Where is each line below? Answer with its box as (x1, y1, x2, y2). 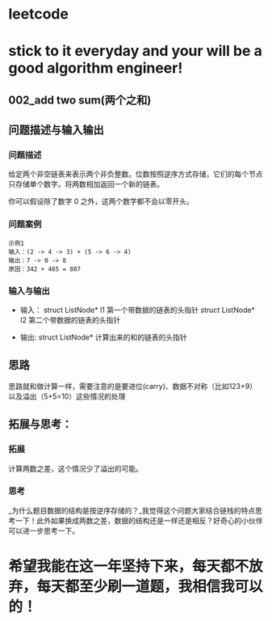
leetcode (8, 5, 69, 23)
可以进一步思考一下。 (8, 526, 79, 535)
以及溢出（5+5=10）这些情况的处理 (8, 391, 126, 401)
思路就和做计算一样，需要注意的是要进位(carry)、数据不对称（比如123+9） (8, 381, 257, 391)
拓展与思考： (8, 417, 73, 431)
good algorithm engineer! (8, 59, 183, 78)
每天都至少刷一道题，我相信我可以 (36, 577, 264, 596)
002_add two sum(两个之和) (8, 93, 152, 107)
